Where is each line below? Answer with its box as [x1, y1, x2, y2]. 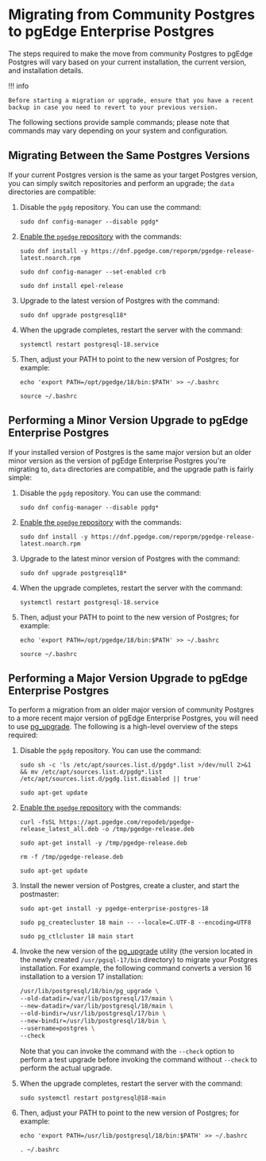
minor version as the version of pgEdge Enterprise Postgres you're [8, 456, 226, 465]
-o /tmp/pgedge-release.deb [102, 825, 195, 833]
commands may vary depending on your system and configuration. [8, 126, 229, 135]
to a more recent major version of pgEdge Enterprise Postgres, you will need [8, 713, 259, 723]
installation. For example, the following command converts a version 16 [19, 964, 252, 973]
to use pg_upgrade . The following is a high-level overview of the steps [8, 722, 238, 732]
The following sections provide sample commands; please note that [8, 117, 230, 126]
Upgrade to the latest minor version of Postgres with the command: [19, 553, 241, 563]
